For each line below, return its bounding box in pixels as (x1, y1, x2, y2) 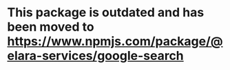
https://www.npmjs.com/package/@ (7, 34, 223, 49)
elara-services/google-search (7, 48, 184, 64)
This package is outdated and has (7, 5, 205, 20)
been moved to (7, 19, 94, 35)
